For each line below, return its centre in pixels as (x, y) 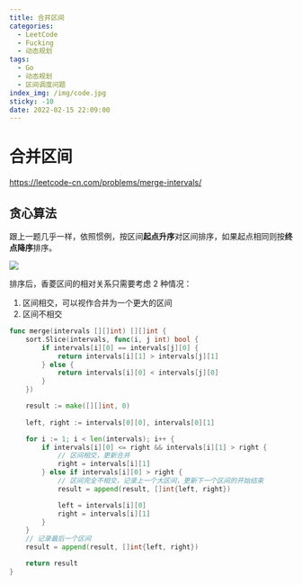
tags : (19, 59)
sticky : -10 (31, 101)
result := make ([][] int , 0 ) (78, 406)
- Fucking (36, 43)
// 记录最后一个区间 (58, 539)
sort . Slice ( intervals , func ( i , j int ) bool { (112, 339)
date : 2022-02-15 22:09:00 (60, 110)
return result (52, 563)
